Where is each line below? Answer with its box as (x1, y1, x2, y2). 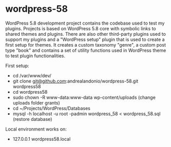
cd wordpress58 (12, 89, 48, 95)
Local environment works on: (5, 126, 67, 132)
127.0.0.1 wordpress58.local (12, 136, 71, 142)
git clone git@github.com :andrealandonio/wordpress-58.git (12, 78, 139, 84)
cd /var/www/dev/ (12, 72, 51, 78)
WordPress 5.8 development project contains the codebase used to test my (5, 20, 165, 26)
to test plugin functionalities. (5, 52, 66, 59)
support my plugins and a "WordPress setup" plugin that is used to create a (5, 36, 165, 43)
